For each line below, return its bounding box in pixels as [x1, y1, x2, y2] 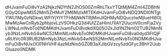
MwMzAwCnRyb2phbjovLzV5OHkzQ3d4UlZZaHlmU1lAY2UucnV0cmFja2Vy [5, 20, 161, 26]
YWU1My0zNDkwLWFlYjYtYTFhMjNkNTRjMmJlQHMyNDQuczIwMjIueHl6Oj [5, 15, 161, 20]
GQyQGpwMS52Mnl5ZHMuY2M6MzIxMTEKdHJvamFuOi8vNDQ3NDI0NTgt [5, 9, 161, 15]
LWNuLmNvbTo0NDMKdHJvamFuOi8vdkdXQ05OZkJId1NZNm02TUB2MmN [5, 25, 162, 31]
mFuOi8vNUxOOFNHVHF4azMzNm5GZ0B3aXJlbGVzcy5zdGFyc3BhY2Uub [5, 41, 161, 47]
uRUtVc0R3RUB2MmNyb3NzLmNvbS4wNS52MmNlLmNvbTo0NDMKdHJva [5, 36, 161, 42]
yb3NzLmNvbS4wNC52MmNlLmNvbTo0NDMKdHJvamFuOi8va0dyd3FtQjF [5, 31, 161, 36]
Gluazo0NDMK [5, 47, 36, 52]
